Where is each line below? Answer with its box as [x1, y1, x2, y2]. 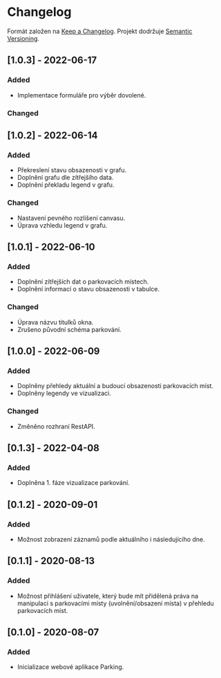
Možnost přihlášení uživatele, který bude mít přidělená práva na [17, 592, 199, 600]
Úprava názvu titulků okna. [17, 318, 94, 326]
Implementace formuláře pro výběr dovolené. [17, 91, 146, 99]
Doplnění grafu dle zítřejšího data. [17, 174, 114, 182]
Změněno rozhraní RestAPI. [17, 422, 95, 430]
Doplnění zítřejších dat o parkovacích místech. [17, 277, 149, 286]
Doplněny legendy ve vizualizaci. [17, 389, 112, 398]
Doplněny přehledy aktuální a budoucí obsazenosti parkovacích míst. [17, 382, 214, 390]
